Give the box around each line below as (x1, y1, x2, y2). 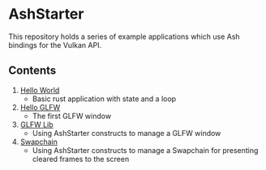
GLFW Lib (19, 119, 54, 130)
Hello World (19, 85, 60, 95)
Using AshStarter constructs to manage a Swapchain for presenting (32, 145, 259, 155)
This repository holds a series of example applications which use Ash (8, 32, 241, 41)
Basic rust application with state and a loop (32, 94, 177, 104)
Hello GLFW (19, 102, 61, 112)
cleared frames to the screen (32, 154, 130, 164)
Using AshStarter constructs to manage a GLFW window (32, 128, 221, 138)
